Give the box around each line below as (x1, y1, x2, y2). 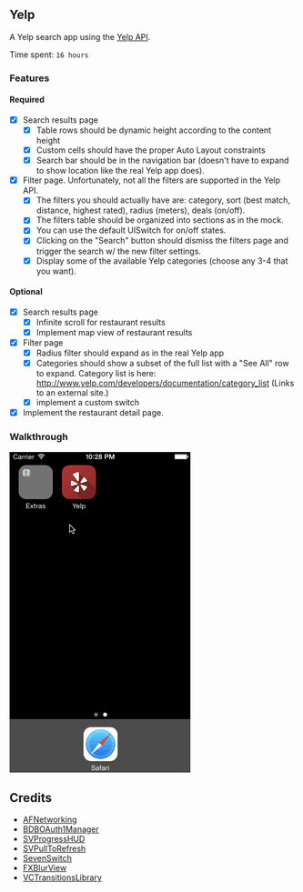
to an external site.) (35, 387, 109, 398)
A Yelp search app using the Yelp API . (9, 31, 151, 42)
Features (9, 72, 50, 85)
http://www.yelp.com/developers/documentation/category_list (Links (35, 377, 295, 389)
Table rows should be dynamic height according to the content (35, 125, 271, 135)
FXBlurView (22, 863, 67, 874)
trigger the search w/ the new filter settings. (35, 246, 202, 256)
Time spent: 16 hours (9, 49, 89, 60)
